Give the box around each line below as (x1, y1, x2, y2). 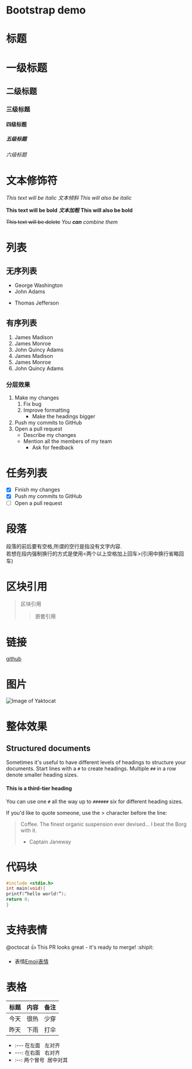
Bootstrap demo (6, 4, 86, 17)
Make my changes (14, 394, 60, 401)
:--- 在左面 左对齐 (14, 1041, 60, 1048)
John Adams (14, 288, 46, 295)
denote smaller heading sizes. (6, 771, 78, 778)
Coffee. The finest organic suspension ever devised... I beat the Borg (20, 821, 187, 828)
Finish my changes (14, 486, 60, 493)
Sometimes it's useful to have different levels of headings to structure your (6, 759, 186, 766)
